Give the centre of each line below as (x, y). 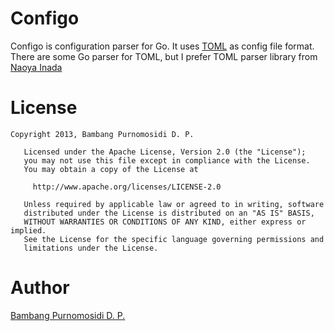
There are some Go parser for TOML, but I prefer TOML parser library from (164, 56)
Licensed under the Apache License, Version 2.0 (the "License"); (165, 152)
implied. (28, 230)
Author (40, 288)
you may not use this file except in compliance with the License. (167, 160)
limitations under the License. (91, 248)
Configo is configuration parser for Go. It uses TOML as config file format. (162, 46)
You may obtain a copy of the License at (111, 169)
